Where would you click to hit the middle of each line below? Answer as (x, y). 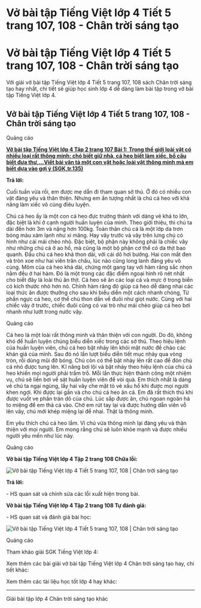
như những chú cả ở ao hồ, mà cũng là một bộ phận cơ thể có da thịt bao (96, 248)
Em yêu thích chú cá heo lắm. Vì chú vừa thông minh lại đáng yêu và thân (97, 423)
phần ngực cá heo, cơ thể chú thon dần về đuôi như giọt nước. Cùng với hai (99, 299)
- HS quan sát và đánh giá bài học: (49, 517)
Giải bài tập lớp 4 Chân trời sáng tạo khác (57, 598)
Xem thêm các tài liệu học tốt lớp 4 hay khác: (62, 581)
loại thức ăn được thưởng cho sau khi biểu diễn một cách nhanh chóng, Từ (98, 292)
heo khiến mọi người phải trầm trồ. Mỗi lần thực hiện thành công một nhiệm (99, 373)
